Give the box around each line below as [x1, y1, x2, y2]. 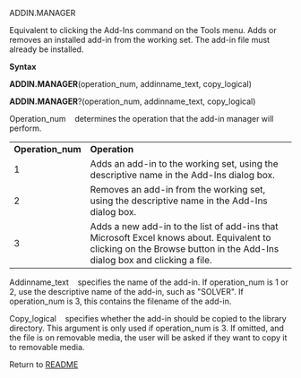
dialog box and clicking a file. [90, 254, 212, 266]
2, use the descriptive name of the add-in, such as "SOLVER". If [9, 287, 245, 296]
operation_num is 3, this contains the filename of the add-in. [9, 296, 232, 306]
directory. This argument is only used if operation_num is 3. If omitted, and [9, 322, 285, 333]
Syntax [9, 62, 37, 72]
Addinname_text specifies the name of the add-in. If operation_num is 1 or [9, 277, 288, 288]
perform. [9, 123, 42, 133]
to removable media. [9, 342, 85, 352]
